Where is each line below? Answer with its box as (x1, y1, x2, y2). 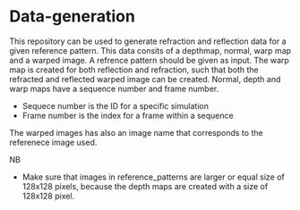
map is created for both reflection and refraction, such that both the (9, 64, 259, 75)
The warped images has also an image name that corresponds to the (9, 127, 263, 138)
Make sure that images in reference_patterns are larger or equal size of (21, 172, 285, 182)
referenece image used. (9, 137, 98, 147)
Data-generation (9, 6, 136, 27)
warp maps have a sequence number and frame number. (9, 83, 219, 94)
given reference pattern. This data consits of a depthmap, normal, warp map (9, 45, 292, 55)
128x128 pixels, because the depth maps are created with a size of (21, 181, 269, 191)
